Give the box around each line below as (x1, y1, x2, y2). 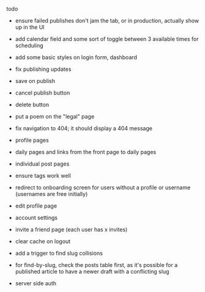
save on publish (15, 78, 56, 84)
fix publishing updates (15, 65, 72, 73)
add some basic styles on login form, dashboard (15, 54, 138, 60)
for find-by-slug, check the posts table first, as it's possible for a (15, 261, 178, 268)
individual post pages (15, 160, 70, 167)
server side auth (15, 280, 57, 287)
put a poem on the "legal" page (15, 113, 95, 120)
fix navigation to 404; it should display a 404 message (15, 125, 153, 132)
